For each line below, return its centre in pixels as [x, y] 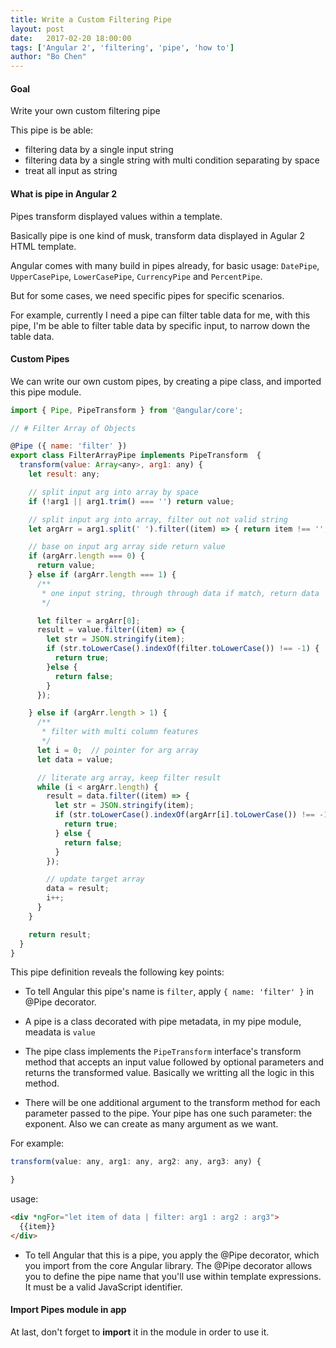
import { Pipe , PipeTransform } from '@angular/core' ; [127, 410]
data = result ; [78, 889]
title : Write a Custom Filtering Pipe [91, 19]
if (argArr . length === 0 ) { [86, 556]
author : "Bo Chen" [48, 57]
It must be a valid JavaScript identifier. [103, 1287]
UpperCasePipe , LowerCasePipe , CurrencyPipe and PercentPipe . [136, 276]
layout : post [37, 29]
